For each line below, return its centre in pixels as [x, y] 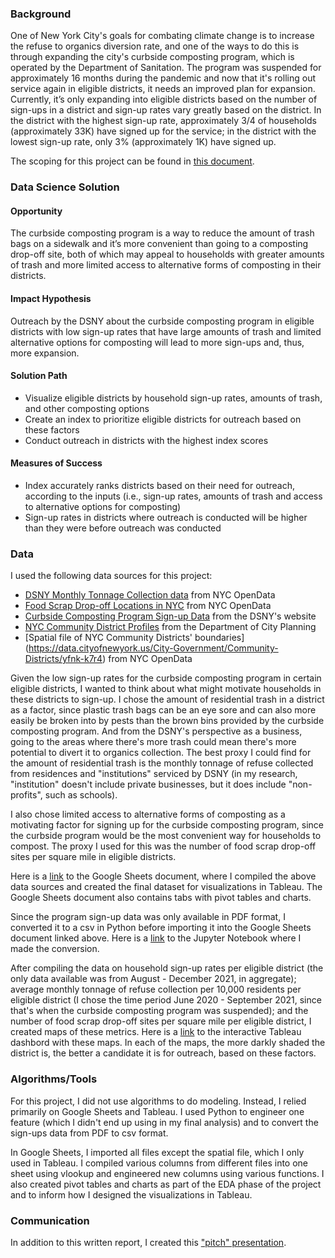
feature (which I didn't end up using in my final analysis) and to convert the [164, 1122]
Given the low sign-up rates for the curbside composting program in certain [166, 678]
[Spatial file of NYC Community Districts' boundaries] [134, 638]
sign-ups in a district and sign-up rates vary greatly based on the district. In [166, 110]
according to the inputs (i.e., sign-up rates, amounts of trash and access [173, 496]
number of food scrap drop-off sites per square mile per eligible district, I [161, 1021]
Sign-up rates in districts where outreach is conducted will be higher [166, 518]
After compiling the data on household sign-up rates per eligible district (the [167, 968]
